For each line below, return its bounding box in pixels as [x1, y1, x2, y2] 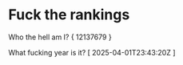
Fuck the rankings [8, 6, 130, 24]
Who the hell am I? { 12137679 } [8, 32, 112, 42]
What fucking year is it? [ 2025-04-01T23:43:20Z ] [8, 47, 176, 57]
